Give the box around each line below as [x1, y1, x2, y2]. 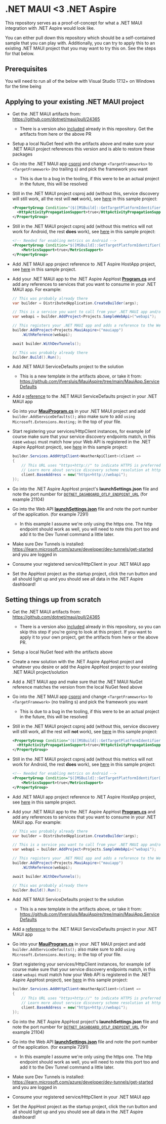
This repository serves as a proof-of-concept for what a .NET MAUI [5, 20, 142, 26]
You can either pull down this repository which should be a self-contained [5, 35, 156, 41]
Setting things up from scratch [5, 595, 101, 604]
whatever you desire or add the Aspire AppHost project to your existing [12, 664, 158, 670]
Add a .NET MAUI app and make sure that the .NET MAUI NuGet [12, 679, 143, 685]
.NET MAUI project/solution [12, 669, 68, 675]
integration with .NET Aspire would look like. [5, 25, 95, 31]
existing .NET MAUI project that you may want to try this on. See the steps [5, 45, 156, 51]
